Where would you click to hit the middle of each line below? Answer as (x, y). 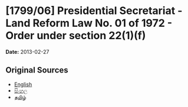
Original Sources (37, 70)
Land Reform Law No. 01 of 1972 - (89, 23)
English (23, 84)
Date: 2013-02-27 (27, 51)
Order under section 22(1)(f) (76, 36)
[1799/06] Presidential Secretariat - (94, 11)
